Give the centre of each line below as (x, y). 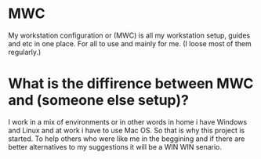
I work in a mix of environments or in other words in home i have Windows (128, 121)
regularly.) (25, 52)
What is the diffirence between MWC (131, 84)
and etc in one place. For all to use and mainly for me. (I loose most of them (130, 43)
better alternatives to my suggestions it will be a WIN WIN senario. (115, 146)
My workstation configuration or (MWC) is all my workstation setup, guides (129, 35)
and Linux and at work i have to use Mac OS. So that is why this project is (127, 130)
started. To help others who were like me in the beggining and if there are (127, 139)
